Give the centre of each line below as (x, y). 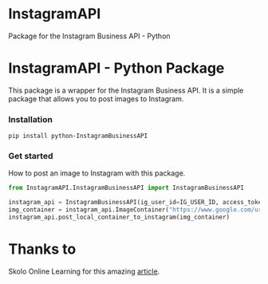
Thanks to (42, 249)
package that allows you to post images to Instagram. (96, 99)
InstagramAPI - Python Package (116, 68)
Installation (31, 119)
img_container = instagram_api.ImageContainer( (89, 210)
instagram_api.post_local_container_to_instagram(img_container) (119, 217)
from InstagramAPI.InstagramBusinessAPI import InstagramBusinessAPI (126, 188)
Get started (31, 156)
